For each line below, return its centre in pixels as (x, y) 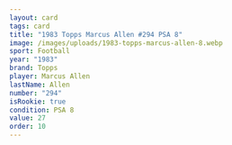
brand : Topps (34, 68)
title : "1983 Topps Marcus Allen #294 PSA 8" (96, 34)
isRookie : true (38, 101)
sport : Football (40, 51)
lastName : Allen (40, 85)
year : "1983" (34, 59)
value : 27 (28, 118)
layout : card (34, 18)
